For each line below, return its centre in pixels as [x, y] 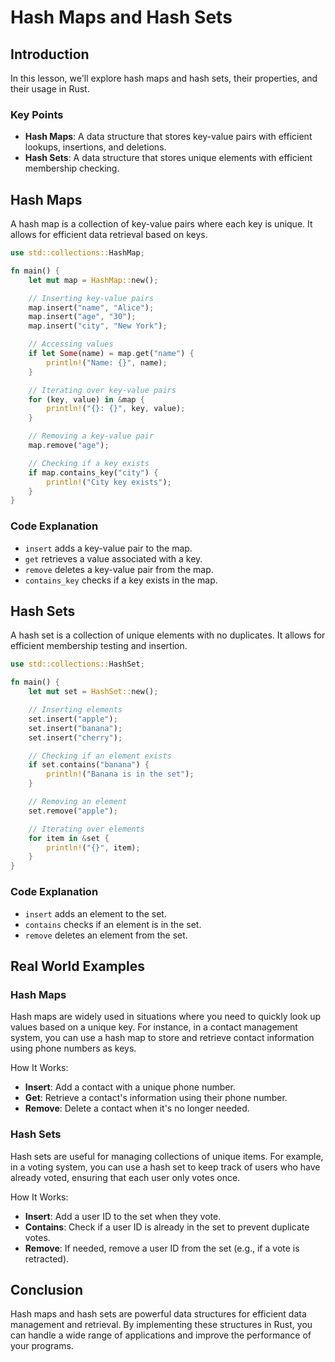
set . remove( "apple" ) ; [73, 811]
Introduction [50, 54]
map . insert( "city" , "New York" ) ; [98, 326]
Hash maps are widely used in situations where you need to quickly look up [166, 1017]
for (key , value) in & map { [86, 399]
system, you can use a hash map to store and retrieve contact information [162, 1038]
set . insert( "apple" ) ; [73, 719]
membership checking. [72, 168]
